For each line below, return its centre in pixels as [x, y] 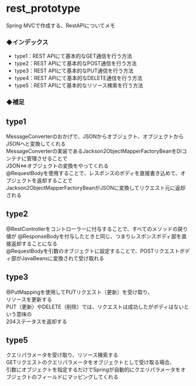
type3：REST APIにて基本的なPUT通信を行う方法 [74, 71]
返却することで [55, 180]
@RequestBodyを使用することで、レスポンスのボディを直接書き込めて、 [93, 173]
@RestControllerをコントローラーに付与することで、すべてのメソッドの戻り [97, 229]
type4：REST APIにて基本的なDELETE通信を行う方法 [78, 78]
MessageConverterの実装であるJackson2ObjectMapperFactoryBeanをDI [94, 151]
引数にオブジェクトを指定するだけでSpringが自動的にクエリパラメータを [93, 370]
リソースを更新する [29, 299]
